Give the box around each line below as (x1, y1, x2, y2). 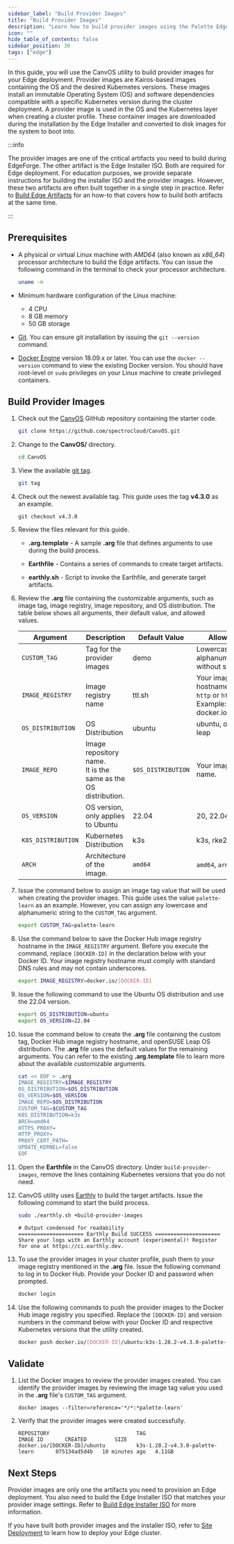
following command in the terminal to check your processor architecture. (17, 265, 226, 273)
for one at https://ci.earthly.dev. (17, 1242, 124, 1249)
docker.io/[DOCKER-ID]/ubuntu (17, 1443, 106, 1449)
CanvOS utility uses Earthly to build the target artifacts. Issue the (17, 1191, 203, 1199)
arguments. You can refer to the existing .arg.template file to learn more (17, 1052, 225, 1060)
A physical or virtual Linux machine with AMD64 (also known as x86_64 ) (17, 250, 225, 258)
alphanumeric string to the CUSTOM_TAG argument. (17, 908, 158, 917)
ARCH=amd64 (17, 1118, 50, 1125)
